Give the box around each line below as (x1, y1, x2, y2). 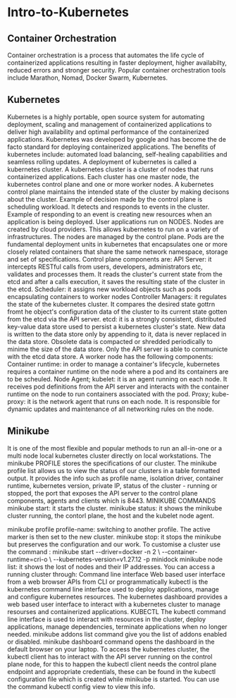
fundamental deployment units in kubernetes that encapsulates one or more (7, 240, 228, 248)
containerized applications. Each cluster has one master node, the (7, 172, 199, 180)
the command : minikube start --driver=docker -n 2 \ (7, 547, 161, 556)
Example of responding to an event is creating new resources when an (7, 209, 212, 219)
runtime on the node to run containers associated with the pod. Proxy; (7, 389, 211, 398)
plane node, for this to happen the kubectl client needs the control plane (7, 660, 217, 668)
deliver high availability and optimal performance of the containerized (7, 128, 209, 136)
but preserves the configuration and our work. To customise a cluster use (7, 540, 221, 549)
